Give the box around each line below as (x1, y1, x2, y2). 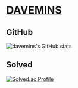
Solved (6, 60, 33, 70)
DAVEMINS (6, 4, 63, 17)
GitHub (6, 27, 33, 37)
